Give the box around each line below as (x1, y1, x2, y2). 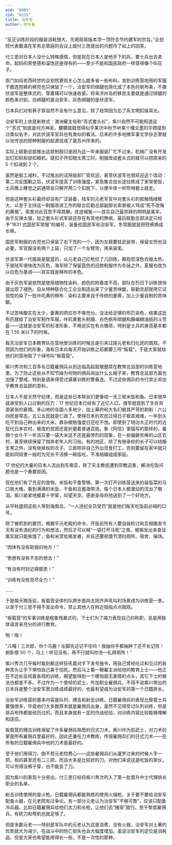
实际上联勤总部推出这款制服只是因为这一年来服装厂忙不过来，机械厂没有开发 (5, 149, 167, 155)
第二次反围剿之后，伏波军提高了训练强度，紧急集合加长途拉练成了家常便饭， (5, 179, 167, 185)
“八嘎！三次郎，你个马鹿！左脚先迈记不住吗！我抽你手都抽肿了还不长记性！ (5, 643, 165, 649)
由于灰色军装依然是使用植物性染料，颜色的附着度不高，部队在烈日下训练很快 (5, 280, 167, 286)
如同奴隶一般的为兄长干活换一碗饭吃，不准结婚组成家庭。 (9, 451, 131, 457)
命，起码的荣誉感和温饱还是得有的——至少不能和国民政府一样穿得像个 (5, 60, 154, 67)
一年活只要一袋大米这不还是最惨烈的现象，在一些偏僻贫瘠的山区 (27, 432, 162, 438)
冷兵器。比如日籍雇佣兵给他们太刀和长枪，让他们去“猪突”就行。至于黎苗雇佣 (5, 805, 166, 811)
